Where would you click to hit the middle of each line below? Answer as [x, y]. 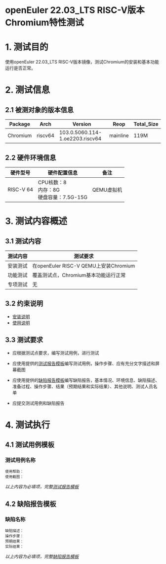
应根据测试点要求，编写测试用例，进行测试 [56, 352]
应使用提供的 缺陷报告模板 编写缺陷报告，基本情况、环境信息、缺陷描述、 [86, 380]
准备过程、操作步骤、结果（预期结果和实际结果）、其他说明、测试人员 [83, 386]
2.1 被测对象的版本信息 [40, 110]
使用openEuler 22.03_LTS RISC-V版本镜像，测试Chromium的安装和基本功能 [82, 62]
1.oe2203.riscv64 [80, 139]
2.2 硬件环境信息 [31, 158]
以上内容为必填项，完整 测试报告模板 [42, 487]
